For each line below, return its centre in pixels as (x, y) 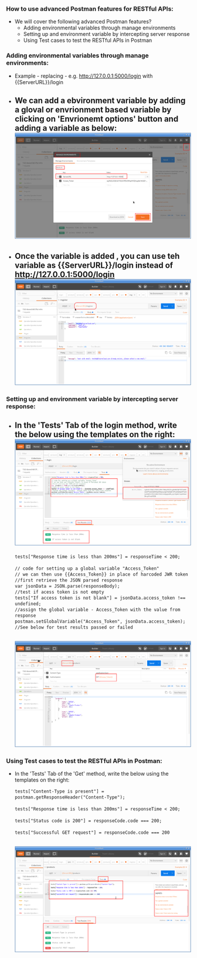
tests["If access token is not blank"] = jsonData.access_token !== (100, 598)
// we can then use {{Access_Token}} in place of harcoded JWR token (101, 575)
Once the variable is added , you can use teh (97, 256)
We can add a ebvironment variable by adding (100, 100)
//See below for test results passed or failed (74, 628)
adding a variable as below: (66, 128)
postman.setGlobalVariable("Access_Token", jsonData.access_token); (100, 622)
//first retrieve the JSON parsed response (69, 581)
